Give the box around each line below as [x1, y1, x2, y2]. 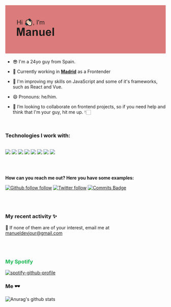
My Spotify [5, 258, 33, 265]
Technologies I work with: [5, 132, 70, 139]
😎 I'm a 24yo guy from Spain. [12, 59, 76, 65]
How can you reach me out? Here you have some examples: [5, 175, 134, 181]
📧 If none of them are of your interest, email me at [5, 224, 109, 230]
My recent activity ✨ [5, 213, 57, 220]
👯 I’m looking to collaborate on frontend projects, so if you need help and [12, 104, 166, 110]
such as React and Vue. [12, 84, 63, 90]
